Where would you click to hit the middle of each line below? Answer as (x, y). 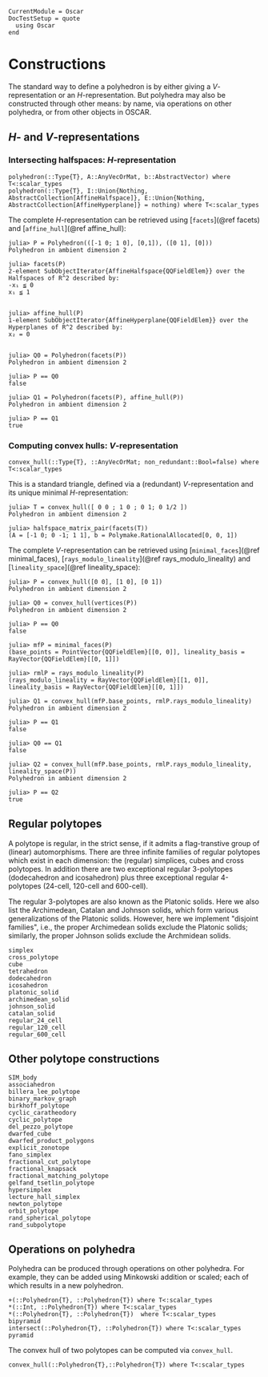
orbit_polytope (34, 1211)
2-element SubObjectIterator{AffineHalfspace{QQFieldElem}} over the (127, 271)
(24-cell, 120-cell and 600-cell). (96, 885)
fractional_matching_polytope (59, 1176)
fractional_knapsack (43, 1168)
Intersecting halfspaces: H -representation (92, 160)
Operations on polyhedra (72, 1249)
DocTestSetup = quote (44, 18)
